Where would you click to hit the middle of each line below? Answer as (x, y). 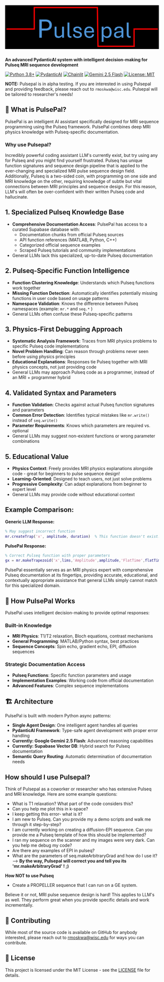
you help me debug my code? (42, 845)
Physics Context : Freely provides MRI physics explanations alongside (82, 468)
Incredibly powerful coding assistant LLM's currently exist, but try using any (82, 155)
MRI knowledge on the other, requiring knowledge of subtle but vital (73, 181)
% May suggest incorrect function (40, 531)
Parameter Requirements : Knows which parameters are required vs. (81, 426)
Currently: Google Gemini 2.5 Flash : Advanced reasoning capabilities (83, 741)
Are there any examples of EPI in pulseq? (53, 851)
